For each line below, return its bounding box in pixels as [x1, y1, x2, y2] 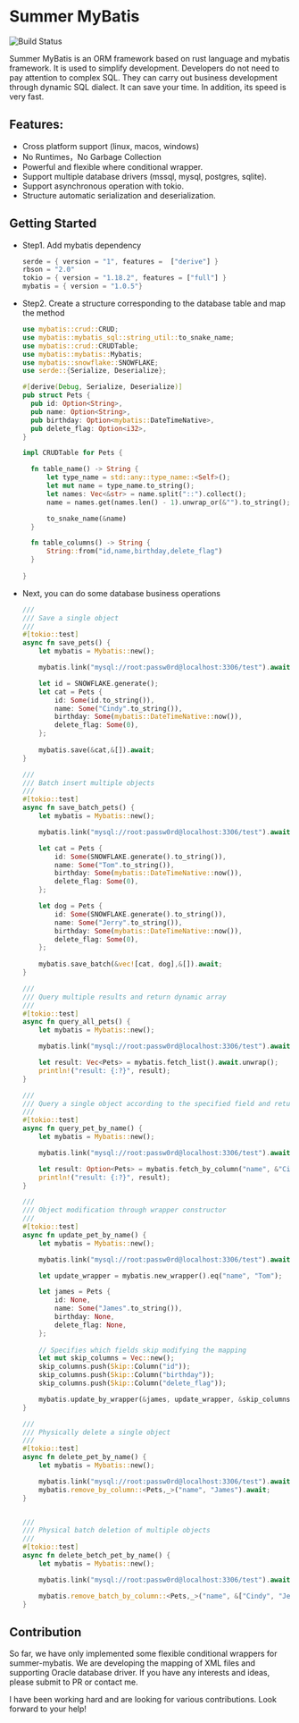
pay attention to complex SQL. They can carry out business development [9, 72, 278, 82]
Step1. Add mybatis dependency [21, 240, 142, 250]
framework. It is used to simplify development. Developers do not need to [9, 63, 279, 73]
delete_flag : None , [54, 1321, 127, 1330]
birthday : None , [54, 1313, 115, 1322]
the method [21, 308, 65, 318]
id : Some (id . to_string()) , [54, 696, 155, 705]
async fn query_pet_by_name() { [21, 1124, 143, 1133]
